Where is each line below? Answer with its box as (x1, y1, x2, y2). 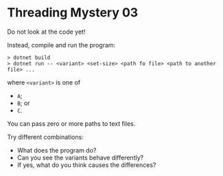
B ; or (16, 98, 30, 107)
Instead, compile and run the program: (7, 41, 116, 49)
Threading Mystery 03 (7, 5, 139, 21)
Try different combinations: (7, 133, 84, 141)
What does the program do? (16, 146, 97, 154)
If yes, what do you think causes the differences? (16, 160, 156, 169)
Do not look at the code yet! (7, 27, 86, 36)
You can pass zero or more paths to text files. (7, 119, 136, 128)
